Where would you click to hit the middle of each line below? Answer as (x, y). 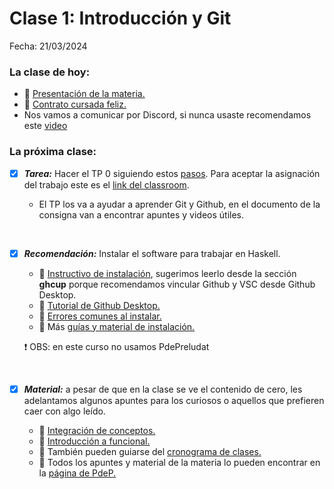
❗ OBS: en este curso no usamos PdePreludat (116, 346)
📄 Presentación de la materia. (84, 94)
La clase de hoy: (50, 72)
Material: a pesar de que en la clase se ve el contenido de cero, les (163, 389)
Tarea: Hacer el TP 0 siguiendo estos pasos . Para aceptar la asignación (172, 173)
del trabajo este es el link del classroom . (106, 184)
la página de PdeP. (77, 473)
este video (45, 126)
